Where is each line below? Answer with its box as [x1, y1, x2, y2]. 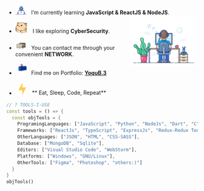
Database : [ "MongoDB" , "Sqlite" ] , [17, 141, 104, 147]
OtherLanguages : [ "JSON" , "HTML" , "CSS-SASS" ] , [17, 134, 140, 140]
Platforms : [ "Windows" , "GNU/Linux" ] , [17, 153, 115, 159]
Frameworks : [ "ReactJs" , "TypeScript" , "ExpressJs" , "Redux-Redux [17, 128, 189, 134]
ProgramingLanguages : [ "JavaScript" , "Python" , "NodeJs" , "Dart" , [17, 121, 189, 127]
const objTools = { [12, 114, 61, 121]
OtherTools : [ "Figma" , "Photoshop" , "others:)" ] [17, 159, 143, 165]
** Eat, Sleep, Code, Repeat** [32, 89, 107, 97]
